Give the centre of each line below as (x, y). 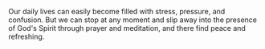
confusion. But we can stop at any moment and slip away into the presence (132, 20)
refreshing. (26, 36)
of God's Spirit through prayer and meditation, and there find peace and (127, 28)
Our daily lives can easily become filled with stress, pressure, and (117, 11)
